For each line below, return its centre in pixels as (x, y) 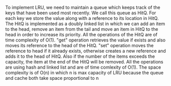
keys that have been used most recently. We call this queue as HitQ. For (81, 13)
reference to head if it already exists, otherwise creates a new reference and (86, 51)
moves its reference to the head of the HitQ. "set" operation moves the (80, 45)
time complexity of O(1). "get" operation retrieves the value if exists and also (86, 40)
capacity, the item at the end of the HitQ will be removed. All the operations (84, 62)
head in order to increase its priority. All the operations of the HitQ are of (81, 35)
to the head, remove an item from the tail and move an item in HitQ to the (82, 29)
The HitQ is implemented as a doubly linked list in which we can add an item (85, 24)
